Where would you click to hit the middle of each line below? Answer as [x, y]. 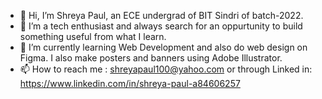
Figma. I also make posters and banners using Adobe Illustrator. [151, 58]
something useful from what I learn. [93, 36]
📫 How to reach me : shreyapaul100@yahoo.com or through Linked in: [166, 69]
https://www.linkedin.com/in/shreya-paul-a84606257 [130, 83]
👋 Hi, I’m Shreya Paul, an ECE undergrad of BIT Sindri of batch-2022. [161, 15]
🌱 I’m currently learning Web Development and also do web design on [163, 47]
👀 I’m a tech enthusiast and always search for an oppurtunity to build [161, 26]
